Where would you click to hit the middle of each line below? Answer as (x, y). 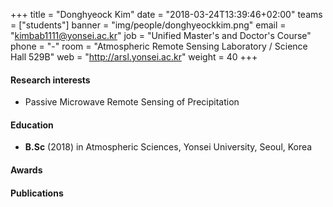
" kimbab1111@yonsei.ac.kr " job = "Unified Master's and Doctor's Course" (161, 35)
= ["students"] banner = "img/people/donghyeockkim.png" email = (148, 25)
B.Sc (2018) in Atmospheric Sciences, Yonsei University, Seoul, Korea (168, 147)
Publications (37, 193)
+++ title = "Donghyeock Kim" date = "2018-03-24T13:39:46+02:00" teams (166, 14)
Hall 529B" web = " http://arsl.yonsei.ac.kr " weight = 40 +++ (134, 57)
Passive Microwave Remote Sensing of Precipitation (132, 102)
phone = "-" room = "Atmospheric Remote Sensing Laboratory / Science (159, 46)
